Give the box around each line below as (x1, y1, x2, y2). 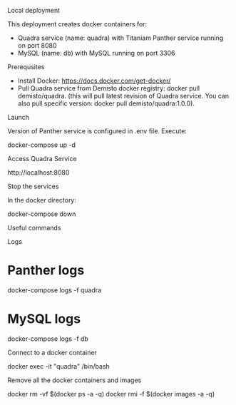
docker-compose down (7, 210, 76, 218)
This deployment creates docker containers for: (7, 20, 148, 28)
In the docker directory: (7, 196, 77, 204)
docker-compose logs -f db (7, 334, 89, 343)
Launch (7, 113, 30, 121)
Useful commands (7, 224, 61, 232)
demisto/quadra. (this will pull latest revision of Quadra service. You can (17, 92, 230, 100)
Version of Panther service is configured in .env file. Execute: (7, 127, 188, 135)
